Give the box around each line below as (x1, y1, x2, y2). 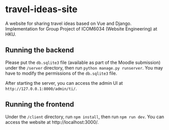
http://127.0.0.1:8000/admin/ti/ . (5, 85, 77, 91)
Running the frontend (5, 100, 74, 109)
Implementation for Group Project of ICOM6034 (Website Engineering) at (5, 25, 158, 31)
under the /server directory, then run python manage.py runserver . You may (5, 64, 163, 71)
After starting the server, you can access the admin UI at (5, 80, 123, 86)
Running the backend (5, 46, 74, 54)
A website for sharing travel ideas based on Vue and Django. (5, 20, 132, 26)
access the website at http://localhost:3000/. (5, 119, 99, 125)
